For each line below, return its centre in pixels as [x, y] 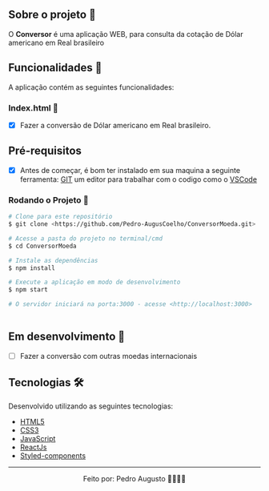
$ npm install [32, 268]
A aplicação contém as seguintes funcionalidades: [91, 87]
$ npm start [28, 290]
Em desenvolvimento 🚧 [67, 337]
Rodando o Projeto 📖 [49, 199]
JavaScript [38, 438]
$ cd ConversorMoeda [43, 246]
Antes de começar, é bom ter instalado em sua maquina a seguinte [130, 170]
